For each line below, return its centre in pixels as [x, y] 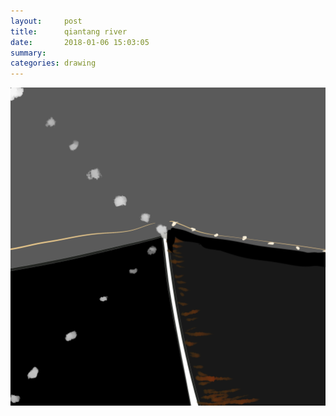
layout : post [46, 21]
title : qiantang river [69, 31]
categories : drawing [53, 63]
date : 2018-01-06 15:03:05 [80, 42]
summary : [28, 53]
